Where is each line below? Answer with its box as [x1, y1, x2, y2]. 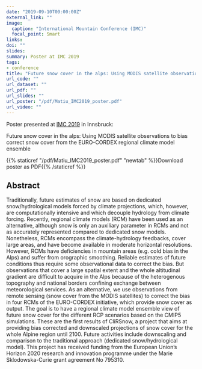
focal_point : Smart [11, 31, 61, 37]
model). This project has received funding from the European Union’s [6, 344, 177, 351]
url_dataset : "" [6, 82, 47, 88]
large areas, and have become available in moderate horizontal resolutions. [6, 241, 192, 249]
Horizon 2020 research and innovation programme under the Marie [6, 350, 173, 357]
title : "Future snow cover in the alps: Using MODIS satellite [6, 70, 168, 76]
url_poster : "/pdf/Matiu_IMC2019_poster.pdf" [6, 98, 122, 104]
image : [6, 20, 23, 26]
